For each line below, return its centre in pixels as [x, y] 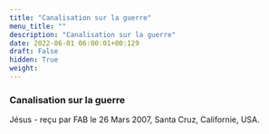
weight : [24, 69]
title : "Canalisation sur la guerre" [81, 18]
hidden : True [34, 60]
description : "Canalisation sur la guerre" [93, 34]
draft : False [34, 52]
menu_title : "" [38, 26]
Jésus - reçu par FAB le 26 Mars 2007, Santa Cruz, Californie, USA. [134, 120]
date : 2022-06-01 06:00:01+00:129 [75, 43]
